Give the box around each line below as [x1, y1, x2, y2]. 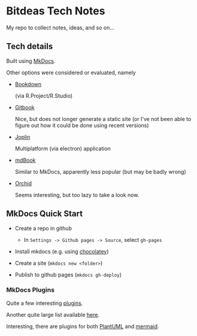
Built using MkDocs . [6, 57, 56, 64]
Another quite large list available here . [6, 311, 100, 318]
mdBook [14, 156, 36, 164]
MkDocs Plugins [6, 286, 55, 294]
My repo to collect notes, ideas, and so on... [6, 24, 115, 31]
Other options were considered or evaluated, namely [6, 69, 136, 76]
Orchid [14, 180, 32, 187]
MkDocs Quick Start [6, 208, 83, 219]
